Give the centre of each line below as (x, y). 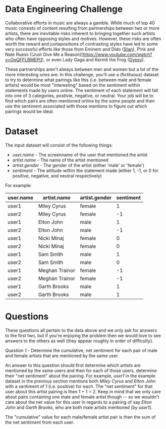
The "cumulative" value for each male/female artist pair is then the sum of (81, 417)
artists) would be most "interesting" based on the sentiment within (73, 85)
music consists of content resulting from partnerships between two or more (82, 28)
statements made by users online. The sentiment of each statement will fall (82, 90)
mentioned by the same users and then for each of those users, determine (81, 371)
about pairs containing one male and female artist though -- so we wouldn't (82, 397)
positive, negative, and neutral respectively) (57, 176)
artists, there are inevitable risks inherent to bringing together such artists (80, 33)
